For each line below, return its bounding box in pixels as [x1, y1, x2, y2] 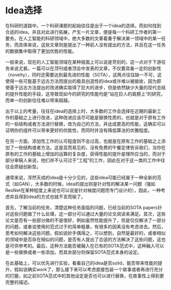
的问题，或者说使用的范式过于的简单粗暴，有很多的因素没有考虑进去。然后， [5, 223, 166, 230]
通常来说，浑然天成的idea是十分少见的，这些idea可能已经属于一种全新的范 [5, 174, 162, 180]
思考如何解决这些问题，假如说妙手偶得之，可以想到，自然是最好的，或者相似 [5, 230, 166, 236]
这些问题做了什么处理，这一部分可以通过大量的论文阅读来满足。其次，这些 [9, 210, 166, 217]
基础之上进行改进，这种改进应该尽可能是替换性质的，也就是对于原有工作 [14, 114, 166, 120]
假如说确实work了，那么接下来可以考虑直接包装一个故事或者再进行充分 [14, 266, 163, 272]
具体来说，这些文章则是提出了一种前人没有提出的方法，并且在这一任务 [18, 41, 166, 47]
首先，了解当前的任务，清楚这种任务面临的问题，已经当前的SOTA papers [5, 204, 158, 210]
